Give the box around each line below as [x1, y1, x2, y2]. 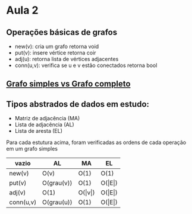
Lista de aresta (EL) [14, 127, 63, 135]
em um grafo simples [6, 145, 58, 152]
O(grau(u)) [42, 198, 73, 206]
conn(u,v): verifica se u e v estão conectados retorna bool [14, 62, 158, 69]
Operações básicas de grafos [6, 27, 118, 37]
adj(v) [9, 189, 26, 197]
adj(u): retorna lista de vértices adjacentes [14, 56, 119, 62]
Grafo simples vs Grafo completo [6, 79, 131, 89]
